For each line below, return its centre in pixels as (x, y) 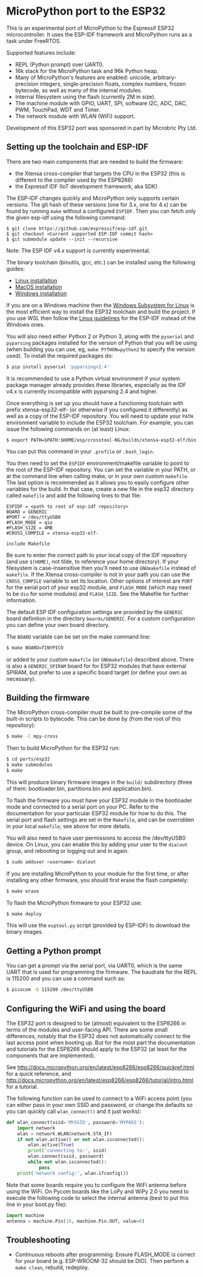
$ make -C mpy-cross (32, 736)
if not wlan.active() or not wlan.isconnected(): (81, 1139)
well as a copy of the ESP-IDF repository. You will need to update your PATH (100, 416)
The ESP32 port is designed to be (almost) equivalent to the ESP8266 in (96, 1023)
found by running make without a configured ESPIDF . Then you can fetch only (101, 211)
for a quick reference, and (39, 1073)
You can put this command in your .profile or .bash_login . (80, 451)
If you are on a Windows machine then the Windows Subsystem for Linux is (101, 305)
